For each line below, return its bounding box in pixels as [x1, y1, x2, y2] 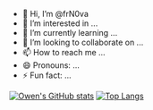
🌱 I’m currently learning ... [21, 28, 118, 38]
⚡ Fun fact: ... [21, 70, 72, 80]
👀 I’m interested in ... [21, 18, 98, 29]
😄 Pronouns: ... [21, 60, 81, 71]
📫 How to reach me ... [21, 47, 106, 57]
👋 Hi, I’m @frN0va [21, 9, 89, 19]
